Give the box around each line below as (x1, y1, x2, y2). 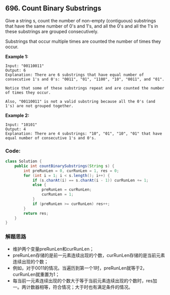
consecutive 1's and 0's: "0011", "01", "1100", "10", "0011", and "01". (5, 76, 165, 82)
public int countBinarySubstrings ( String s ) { (14, 163, 115, 168)
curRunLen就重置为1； (12, 271, 60, 277)
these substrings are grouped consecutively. (5, 28, 99, 35)
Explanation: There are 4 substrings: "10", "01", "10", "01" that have (5, 131, 162, 136)
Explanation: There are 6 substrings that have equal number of (5, 72, 144, 77)
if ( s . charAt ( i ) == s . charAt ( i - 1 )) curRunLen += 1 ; (32, 178, 149, 183)
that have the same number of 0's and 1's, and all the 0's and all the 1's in (5, 23, 158, 29)
